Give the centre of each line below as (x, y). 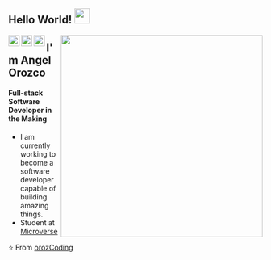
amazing (34, 205)
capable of (38, 188)
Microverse (39, 231)
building (33, 197)
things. (31, 214)
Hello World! (40, 20)
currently (35, 145)
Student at (37, 222)
